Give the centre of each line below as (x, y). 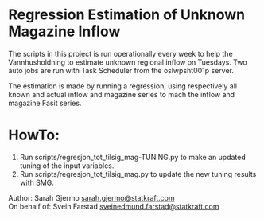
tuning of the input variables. (67, 166)
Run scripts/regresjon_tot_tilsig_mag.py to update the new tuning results (138, 174)
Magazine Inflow (64, 31)
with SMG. (37, 182)
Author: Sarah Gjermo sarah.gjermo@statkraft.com (91, 197)
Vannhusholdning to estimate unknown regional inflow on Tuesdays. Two (128, 62)
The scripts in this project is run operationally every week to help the (120, 53)
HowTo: (34, 135)
